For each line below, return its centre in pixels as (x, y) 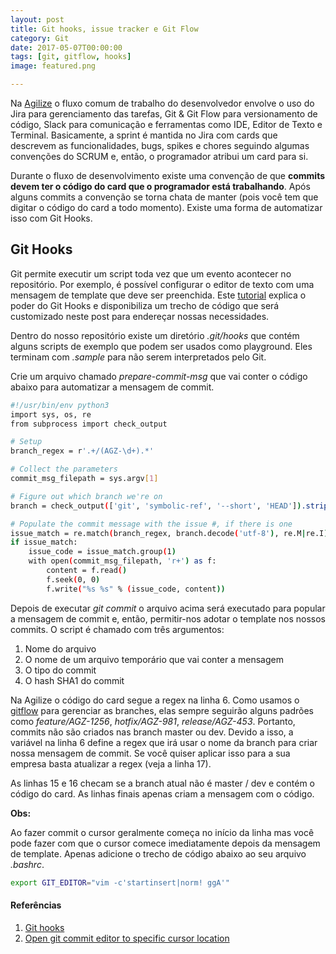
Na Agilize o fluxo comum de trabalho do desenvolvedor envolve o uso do (162, 103)
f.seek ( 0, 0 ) (73, 579)
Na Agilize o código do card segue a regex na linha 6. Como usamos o (155, 700)
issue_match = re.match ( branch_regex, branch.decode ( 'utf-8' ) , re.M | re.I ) (169, 533)
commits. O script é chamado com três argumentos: (117, 629)
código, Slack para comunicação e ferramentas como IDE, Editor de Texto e (166, 124)
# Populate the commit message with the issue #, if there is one (151, 524)
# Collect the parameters (64, 469)
